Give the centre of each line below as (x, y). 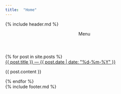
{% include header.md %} (32, 24)
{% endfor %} (20, 81)
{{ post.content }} (23, 71)
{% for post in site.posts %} (34, 56)
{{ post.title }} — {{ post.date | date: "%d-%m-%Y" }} (60, 62)
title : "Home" (21, 10)
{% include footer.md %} (31, 86)
